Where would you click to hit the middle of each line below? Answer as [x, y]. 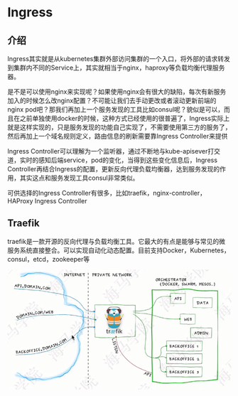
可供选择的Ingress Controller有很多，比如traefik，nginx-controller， [107, 193]
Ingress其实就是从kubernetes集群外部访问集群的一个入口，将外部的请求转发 [119, 59]
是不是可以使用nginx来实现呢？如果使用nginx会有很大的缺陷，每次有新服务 [117, 92]
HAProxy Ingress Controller [47, 201]
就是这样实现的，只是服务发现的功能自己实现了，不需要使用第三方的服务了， [119, 127]
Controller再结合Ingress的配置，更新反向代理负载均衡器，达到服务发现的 [114, 169]
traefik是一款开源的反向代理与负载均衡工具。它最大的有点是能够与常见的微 [117, 241]
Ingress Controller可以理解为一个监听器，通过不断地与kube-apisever [108, 151]
